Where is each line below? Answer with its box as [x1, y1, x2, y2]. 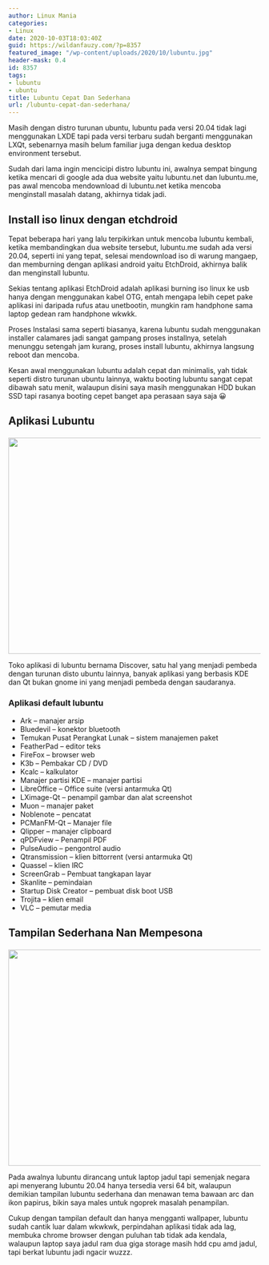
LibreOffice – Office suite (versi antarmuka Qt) [19, 784, 172, 793]
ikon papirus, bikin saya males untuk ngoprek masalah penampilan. [8, 1198, 230, 1207]
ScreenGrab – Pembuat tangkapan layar [19, 869, 152, 878]
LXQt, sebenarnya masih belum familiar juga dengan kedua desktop [8, 140, 231, 150]
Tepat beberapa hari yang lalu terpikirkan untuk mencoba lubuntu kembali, [8, 234, 255, 243]
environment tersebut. [8, 149, 82, 159]
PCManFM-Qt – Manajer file [19, 817, 112, 827]
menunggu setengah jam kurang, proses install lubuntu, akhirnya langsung [8, 341, 255, 351]
